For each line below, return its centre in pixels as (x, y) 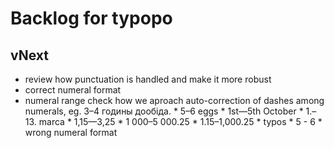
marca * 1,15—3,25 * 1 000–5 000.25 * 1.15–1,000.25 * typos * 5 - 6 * (180, 121)
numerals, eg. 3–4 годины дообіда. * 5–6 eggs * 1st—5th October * (164, 111)
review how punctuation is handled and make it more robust (148, 79)
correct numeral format (73, 90)
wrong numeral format (71, 132)
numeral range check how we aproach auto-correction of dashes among (174, 100)
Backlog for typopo (91, 18)
